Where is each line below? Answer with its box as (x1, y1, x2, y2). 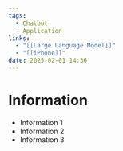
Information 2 (19, 126, 65, 136)
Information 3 (19, 134, 65, 145)
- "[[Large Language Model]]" (15, 42, 116, 50)
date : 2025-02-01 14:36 (8, 57, 88, 65)
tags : (8, 11, 26, 20)
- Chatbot (15, 19, 48, 27)
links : (8, 34, 30, 43)
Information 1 (19, 117, 63, 127)
